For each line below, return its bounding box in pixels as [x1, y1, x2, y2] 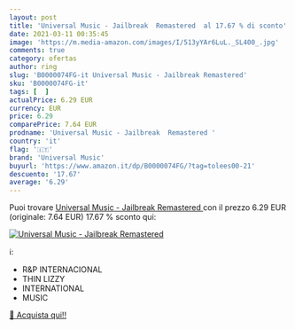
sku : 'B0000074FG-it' [9, 79, 89, 88]
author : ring [9, 63, 58, 72]
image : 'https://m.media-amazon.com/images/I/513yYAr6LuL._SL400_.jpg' [9, 37, 279, 47]
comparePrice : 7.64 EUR [9, 121, 97, 129]
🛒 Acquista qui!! [9, 309, 67, 320]
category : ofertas [9, 54, 77, 63]
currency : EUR [9, 104, 62, 113]
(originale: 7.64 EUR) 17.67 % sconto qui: [9, 212, 157, 223]
